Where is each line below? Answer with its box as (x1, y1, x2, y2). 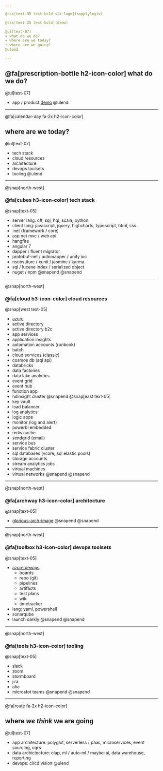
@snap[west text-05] (5, 307, 48, 312)
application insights (12, 337, 51, 343)
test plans (19, 590, 39, 596)
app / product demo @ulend (12, 99, 69, 105)
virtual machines (12, 466, 46, 472)
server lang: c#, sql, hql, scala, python (12, 217, 89, 223)
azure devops (12, 564, 40, 570)
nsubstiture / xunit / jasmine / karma (12, 259, 84, 265)
